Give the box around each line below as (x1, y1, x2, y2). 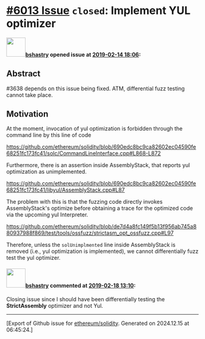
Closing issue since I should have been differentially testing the (6, 295, 165, 302)
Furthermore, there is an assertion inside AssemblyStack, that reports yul (6, 162, 190, 169)
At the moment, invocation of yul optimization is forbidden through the (6, 125, 183, 132)
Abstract (6, 68, 41, 79)
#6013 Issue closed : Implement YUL (6, 4, 191, 18)
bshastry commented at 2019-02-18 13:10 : (25, 282, 136, 289)
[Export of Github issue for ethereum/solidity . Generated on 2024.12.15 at (6, 319, 190, 327)
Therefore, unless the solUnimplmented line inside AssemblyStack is (6, 241, 176, 249)
